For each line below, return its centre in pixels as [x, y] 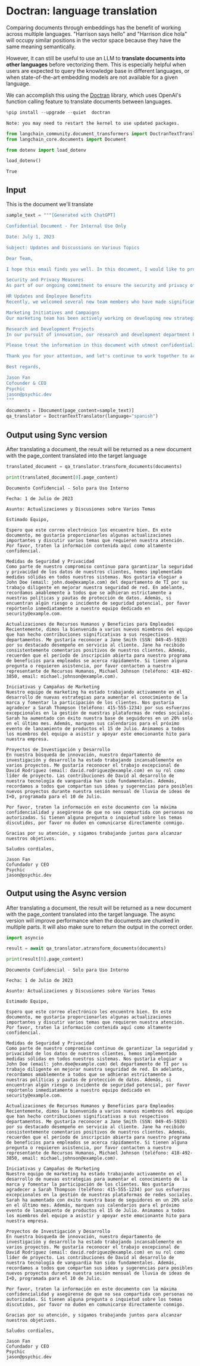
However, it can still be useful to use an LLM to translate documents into [96, 58]
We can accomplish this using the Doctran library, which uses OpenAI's [94, 95]
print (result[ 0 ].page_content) [45, 959]
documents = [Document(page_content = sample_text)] [70, 411]
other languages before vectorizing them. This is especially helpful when [96, 65]
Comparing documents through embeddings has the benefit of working [94, 27]
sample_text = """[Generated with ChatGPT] [61, 215]
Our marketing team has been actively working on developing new [89, 318]
